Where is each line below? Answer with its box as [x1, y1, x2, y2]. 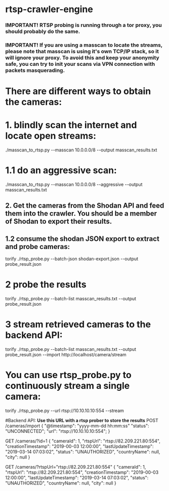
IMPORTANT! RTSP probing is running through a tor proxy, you [5, 22, 162, 29]
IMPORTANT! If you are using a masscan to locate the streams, [5, 42, 163, 49]
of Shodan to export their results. [5, 217, 112, 226]
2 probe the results [5, 279, 87, 291]
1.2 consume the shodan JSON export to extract [5, 234, 159, 243]
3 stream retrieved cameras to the [5, 319, 151, 330]
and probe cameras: [5, 242, 70, 251]
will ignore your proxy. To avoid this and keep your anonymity [5, 54, 159, 61]
